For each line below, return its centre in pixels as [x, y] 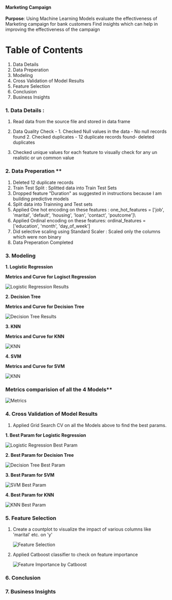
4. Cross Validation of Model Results [52, 414]
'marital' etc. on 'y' [33, 534]
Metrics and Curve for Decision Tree [45, 307]
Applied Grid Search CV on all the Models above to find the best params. [90, 425]
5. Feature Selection [31, 518]
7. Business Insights [31, 591]
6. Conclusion [23, 577]
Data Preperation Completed [43, 242]
